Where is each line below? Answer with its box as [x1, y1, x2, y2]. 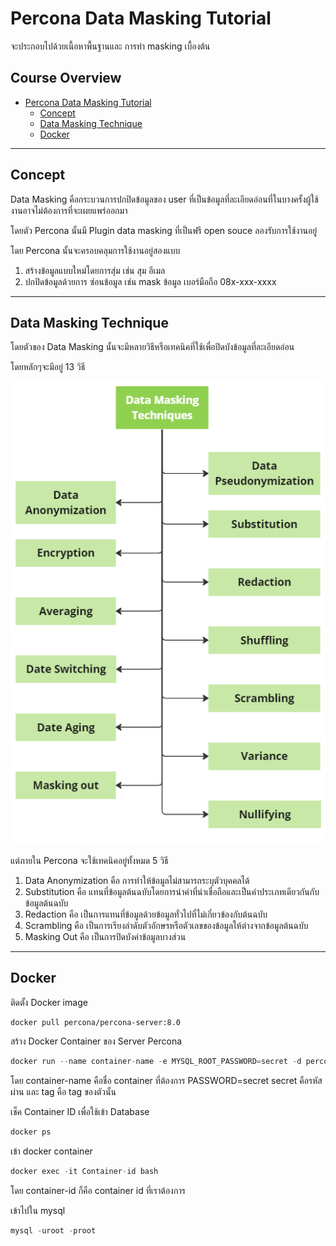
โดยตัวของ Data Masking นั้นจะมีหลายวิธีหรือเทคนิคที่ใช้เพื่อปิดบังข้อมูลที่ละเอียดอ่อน [10, 341, 295, 353]
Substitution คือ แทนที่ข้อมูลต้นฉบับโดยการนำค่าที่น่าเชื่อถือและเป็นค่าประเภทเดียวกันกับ [24, 885, 320, 897]
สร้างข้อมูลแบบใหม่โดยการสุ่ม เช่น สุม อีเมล [24, 264, 166, 276]
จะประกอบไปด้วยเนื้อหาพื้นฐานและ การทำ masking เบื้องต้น [10, 40, 211, 52]
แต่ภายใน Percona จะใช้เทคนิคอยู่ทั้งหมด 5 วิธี [10, 854, 169, 866]
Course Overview [10, 70, 122, 87]
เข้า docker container [10, 1145, 93, 1157]
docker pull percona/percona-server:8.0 [10, 1017, 182, 1027]
